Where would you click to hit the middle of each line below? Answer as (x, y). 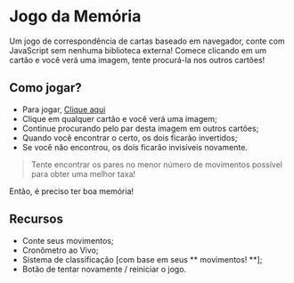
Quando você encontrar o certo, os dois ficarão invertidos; (130, 137)
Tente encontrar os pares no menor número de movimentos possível (157, 164)
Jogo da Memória (75, 16)
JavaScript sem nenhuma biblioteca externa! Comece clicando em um (138, 50)
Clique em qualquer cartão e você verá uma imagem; (119, 118)
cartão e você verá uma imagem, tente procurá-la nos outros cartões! (137, 60)
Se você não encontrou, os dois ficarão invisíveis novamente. (135, 147)
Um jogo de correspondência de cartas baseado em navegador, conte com (147, 41)
